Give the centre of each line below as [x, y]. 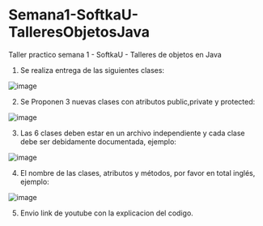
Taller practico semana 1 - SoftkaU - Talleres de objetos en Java [115, 54]
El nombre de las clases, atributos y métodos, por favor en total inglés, [138, 173]
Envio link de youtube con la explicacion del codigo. [107, 213]
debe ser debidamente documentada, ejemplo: [98, 141]
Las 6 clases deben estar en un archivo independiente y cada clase [132, 133]
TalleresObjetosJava [79, 32]
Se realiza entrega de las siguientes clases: [92, 70]
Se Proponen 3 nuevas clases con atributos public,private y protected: [138, 101]
